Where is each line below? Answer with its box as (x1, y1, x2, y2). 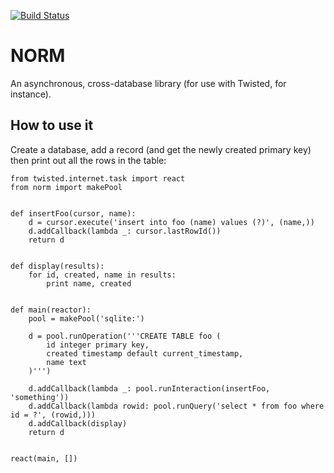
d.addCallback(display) (28, 418, 128, 429)
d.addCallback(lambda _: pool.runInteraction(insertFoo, (28, 383, 271, 394)
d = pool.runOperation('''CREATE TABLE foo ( (28, 331, 222, 341)
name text (46, 357, 87, 367)
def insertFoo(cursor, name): (10, 208, 137, 219)
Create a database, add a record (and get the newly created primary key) (10, 143, 312, 155)
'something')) (10, 392, 70, 402)
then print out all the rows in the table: (10, 154, 167, 166)
